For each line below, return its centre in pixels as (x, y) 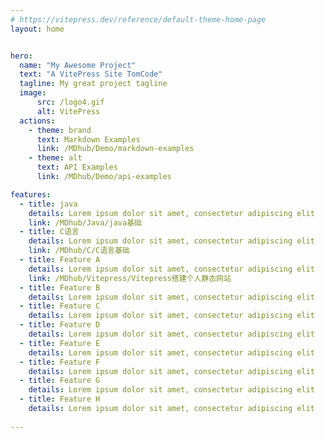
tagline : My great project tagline (93, 84)
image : (33, 93)
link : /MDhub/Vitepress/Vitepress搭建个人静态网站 (130, 278)
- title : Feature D (60, 325)
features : (31, 194)
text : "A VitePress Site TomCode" (91, 74)
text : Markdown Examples (88, 139)
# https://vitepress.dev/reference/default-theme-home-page (138, 19)
